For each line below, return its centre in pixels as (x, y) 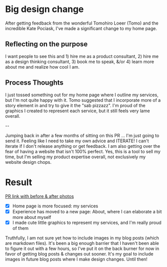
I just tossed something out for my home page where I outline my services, (82, 95)
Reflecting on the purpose (47, 44)
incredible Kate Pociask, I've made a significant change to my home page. (81, 28)
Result (19, 182)
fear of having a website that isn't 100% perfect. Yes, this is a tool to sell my (83, 151)
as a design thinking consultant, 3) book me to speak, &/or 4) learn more (80, 62)
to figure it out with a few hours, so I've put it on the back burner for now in (82, 248)
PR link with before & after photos (40, 196)
